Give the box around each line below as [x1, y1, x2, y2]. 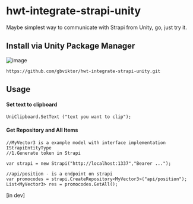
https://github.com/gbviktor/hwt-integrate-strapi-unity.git [6, 68, 161, 74]
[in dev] [6, 192, 26, 199]
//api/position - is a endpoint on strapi [6, 171, 113, 177]
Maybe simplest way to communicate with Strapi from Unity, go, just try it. [6, 24, 187, 31]
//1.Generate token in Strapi [6, 150, 81, 156]
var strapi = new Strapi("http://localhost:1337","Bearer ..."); [6, 160, 171, 167]
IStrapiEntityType [6, 145, 52, 151]
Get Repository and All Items [6, 126, 78, 133]
